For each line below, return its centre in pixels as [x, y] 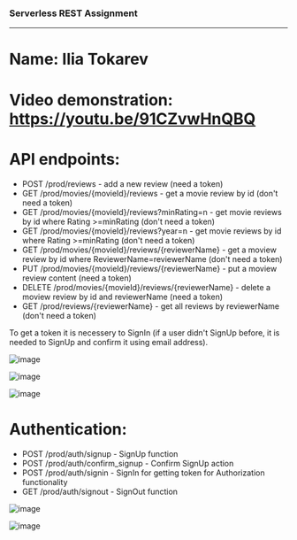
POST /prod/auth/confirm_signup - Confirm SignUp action [128, 463]
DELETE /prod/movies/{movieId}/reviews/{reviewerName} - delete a [146, 287]
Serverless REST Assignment [74, 13]
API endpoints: [65, 159]
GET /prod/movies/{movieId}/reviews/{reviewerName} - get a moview [149, 250]
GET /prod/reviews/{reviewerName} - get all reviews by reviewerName [151, 306]
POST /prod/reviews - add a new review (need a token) [122, 183]
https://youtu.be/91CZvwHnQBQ [133, 119]
